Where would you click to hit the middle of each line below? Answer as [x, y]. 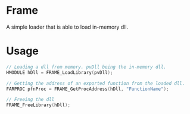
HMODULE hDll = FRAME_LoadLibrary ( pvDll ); [60, 72]
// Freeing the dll [30, 100]
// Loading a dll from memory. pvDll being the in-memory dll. [86, 67]
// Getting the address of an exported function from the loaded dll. [96, 83]
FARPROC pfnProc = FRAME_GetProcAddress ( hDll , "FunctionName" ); [88, 89]
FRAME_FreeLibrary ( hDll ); [38, 105]
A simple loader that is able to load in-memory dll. [67, 27]
